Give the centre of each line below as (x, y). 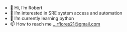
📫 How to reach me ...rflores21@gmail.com (55, 24)
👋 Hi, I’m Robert (26, 8)
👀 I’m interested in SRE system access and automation (66, 13)
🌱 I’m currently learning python (42, 18)
